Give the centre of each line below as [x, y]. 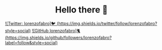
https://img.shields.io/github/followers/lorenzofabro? [59, 37]
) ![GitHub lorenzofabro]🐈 [55, 30]
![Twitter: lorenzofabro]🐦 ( [32, 23]
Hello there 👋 [81, 10]
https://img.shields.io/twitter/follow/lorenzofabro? [108, 23]
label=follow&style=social [31, 42]
